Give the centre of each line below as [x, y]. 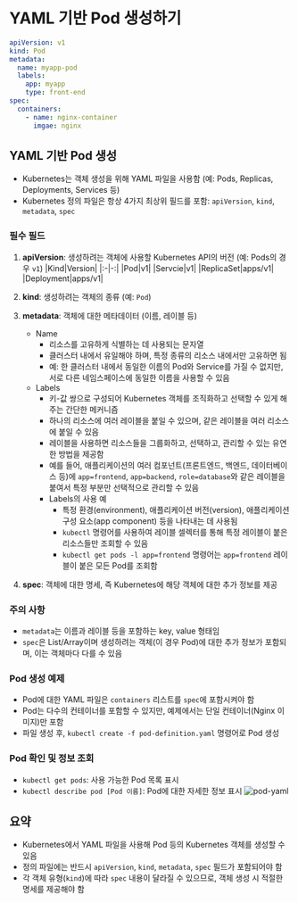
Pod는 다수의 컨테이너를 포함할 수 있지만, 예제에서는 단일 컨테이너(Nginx [149, 711]
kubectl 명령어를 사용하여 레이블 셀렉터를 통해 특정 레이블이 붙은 [175, 532]
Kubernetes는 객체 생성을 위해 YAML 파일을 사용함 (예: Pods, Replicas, [148, 178]
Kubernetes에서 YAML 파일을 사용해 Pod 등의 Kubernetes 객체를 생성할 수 [153, 845]
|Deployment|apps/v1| [63, 278]
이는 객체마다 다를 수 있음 [79, 653]
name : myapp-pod [47, 68]
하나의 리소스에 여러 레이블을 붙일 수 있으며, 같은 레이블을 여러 [157, 420]
